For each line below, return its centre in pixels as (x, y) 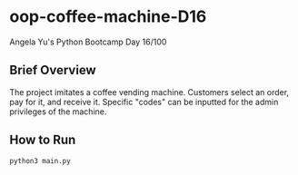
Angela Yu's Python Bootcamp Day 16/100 (88, 42)
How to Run (43, 140)
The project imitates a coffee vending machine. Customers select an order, (149, 92)
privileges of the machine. (58, 112)
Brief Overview (53, 70)
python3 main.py (40, 160)
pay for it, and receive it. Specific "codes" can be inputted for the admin (144, 102)
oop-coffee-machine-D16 (108, 17)
